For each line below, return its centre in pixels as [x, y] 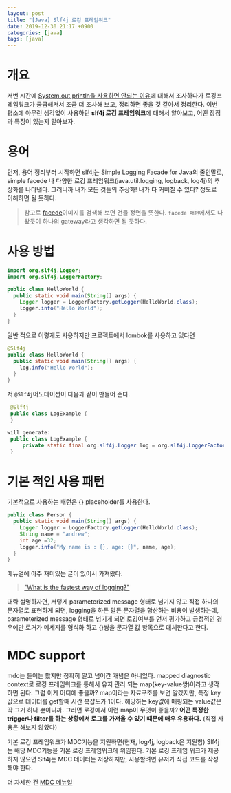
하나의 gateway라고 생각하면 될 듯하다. [95, 221]
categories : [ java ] [35, 33]
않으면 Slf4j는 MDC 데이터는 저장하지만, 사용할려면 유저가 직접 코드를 [113, 759]
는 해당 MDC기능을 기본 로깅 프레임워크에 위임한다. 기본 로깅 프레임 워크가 [107, 750]
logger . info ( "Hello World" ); [61, 308]
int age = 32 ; [38, 540]
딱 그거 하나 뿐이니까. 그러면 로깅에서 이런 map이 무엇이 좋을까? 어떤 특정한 [108, 710]
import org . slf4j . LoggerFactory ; [55, 277]
